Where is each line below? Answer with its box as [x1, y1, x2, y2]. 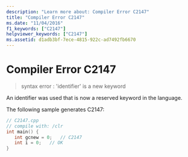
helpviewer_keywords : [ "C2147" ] [6, 31, 87, 37]
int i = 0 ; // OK [14, 140, 63, 146]
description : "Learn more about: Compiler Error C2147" [6, 8, 149, 15]
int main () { [6, 129, 39, 135]
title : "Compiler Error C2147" [6, 14, 85, 20]
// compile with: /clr [6, 123, 63, 129]
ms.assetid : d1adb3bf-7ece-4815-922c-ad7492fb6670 [6, 37, 136, 43]
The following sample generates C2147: [6, 106, 104, 113]
